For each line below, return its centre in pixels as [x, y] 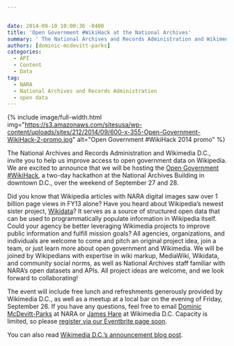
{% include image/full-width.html [55, 117]
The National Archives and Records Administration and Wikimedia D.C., [109, 153]
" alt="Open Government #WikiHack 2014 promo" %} [149, 140]
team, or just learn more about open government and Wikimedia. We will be [116, 248]
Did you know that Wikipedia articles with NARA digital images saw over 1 [112, 196]
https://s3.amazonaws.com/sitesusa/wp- [84, 125]
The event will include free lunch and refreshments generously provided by [115, 291]
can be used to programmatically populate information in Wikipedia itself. [112, 219]
